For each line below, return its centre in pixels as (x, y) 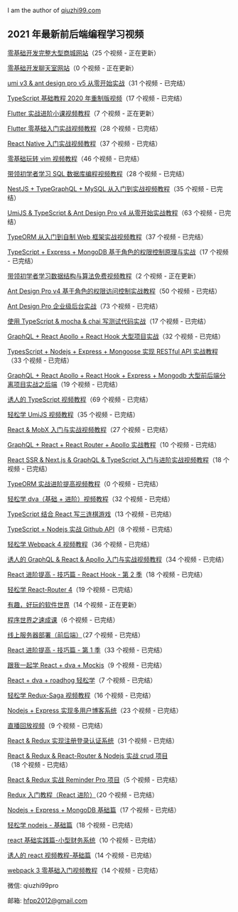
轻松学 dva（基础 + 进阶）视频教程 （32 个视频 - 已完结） (91, 499)
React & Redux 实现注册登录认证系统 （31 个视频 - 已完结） (93, 740)
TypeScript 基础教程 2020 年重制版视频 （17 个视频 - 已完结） (97, 98)
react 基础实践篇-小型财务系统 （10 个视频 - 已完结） (83, 840)
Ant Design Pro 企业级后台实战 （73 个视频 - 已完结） (85, 306)
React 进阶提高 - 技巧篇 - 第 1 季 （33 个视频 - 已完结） (87, 650)
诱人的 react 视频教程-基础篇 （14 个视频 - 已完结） (82, 855)
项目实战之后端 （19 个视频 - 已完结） (67, 384)
